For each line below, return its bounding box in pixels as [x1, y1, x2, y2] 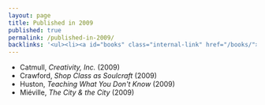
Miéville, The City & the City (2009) [19, 88, 135, 97]
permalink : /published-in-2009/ [8, 33, 114, 42]
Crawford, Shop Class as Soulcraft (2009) [19, 71, 158, 81]
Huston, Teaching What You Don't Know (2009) [19, 80, 176, 89]
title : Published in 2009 [8, 19, 93, 27]
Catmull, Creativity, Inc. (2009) [19, 62, 121, 72]
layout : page [8, 11, 51, 20]
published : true [8, 26, 62, 34]
